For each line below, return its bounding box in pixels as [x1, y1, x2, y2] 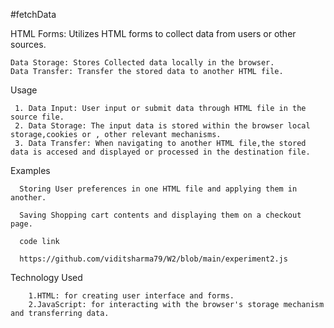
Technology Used [10, 272, 83, 283]
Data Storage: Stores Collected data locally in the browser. [10, 58, 275, 68]
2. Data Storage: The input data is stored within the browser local [14, 121, 311, 131]
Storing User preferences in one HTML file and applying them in [19, 184, 298, 194]
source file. [10, 112, 65, 122]
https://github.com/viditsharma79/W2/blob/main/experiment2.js [19, 254, 288, 264]
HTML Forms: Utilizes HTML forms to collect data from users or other [10, 28, 297, 39]
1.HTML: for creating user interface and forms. [28, 291, 235, 301]
